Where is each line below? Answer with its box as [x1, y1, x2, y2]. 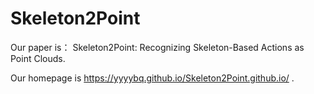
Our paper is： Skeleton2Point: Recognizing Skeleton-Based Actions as [10, 41, 305, 53]
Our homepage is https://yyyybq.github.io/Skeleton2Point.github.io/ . [10, 72, 295, 84]
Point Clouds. [10, 52, 66, 64]
